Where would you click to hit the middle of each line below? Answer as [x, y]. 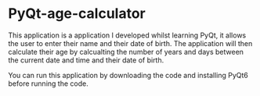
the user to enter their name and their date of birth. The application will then [130, 43]
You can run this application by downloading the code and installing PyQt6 [128, 75]
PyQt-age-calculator [77, 14]
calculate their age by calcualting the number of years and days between [126, 52]
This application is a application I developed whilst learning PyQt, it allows [127, 35]
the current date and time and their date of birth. [86, 60]
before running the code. [48, 84]
